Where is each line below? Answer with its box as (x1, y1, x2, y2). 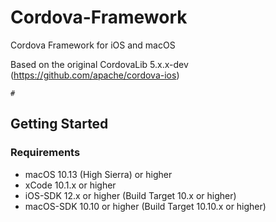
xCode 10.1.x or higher (24, 179, 117, 191)
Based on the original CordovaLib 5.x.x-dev (10, 58, 189, 70)
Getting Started (10, 116, 109, 133)
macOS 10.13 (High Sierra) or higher (24, 168, 173, 180)
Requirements (10, 146, 81, 160)
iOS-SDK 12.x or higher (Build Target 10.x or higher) (24, 189, 237, 201)
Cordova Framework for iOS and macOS (10, 39, 176, 51)
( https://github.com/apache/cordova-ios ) (10, 69, 180, 81)
